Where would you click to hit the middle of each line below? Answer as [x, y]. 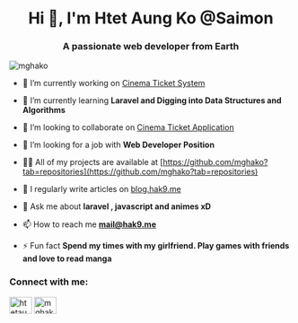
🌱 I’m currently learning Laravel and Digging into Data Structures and [152, 100]
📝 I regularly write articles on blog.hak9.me [101, 189]
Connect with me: [49, 282]
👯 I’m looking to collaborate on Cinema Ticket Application [128, 127]
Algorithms [44, 110]
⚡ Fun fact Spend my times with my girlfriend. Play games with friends [156, 246]
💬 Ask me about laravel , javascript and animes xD [117, 206]
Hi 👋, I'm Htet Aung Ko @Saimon [151, 18]
